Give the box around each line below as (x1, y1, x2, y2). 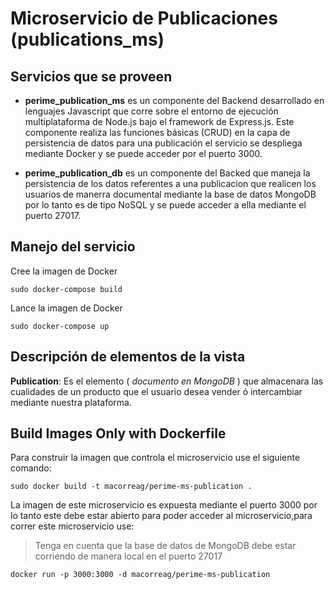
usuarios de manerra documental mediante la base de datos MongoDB (24, 188, 317, 200)
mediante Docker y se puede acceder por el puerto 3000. (24, 148, 263, 159)
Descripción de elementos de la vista (10, 348, 246, 366)
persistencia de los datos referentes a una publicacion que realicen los (24, 178, 317, 189)
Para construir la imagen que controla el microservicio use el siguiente (10, 452, 301, 464)
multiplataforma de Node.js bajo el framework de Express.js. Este (24, 116, 295, 127)
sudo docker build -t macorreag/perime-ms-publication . (10, 482, 253, 492)
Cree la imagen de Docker (10, 265, 118, 277)
